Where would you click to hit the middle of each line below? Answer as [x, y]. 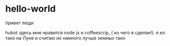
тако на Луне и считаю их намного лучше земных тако [65, 38]
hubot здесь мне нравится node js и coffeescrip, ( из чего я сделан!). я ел [85, 32]
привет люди [20, 23]
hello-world [31, 9]
